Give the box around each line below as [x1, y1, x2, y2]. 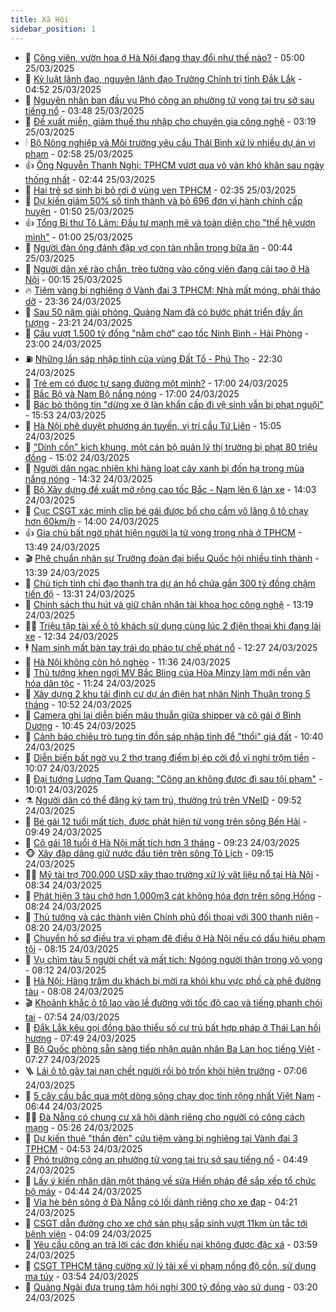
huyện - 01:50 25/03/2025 [24, 205, 134, 217]
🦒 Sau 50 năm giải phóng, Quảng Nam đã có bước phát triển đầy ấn [24, 306, 303, 318]
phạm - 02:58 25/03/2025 [24, 147, 134, 160]
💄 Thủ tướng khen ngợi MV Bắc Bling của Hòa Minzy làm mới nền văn [24, 666, 311, 678]
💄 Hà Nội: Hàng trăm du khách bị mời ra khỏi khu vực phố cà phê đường [24, 974, 322, 986]
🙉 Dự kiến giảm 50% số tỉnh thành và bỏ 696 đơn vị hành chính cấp [24, 194, 303, 206]
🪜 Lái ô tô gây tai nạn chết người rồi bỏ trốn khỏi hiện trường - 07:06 [24, 1064, 308, 1076]
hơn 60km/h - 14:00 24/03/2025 [24, 515, 160, 527]
